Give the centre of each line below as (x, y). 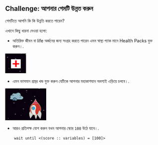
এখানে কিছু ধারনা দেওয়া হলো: (26, 30)
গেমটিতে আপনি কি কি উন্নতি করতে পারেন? (35, 20)
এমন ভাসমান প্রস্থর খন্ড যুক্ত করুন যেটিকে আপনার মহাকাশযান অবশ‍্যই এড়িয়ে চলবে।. (71, 81)
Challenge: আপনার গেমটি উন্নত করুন (49, 9)
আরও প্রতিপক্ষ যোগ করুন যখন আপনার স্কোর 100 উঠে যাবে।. (56, 128)
